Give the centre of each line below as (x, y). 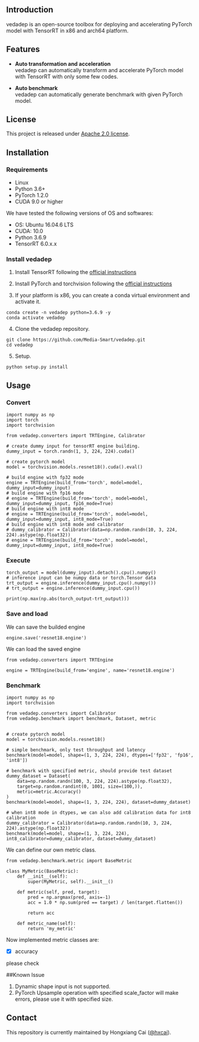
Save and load (27, 614)
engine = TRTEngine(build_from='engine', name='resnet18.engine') (91, 670)
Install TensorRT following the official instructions (76, 272)
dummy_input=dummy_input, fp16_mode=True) (60, 504)
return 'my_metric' (52, 929)
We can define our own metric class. (51, 850)
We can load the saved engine (43, 649)
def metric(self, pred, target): (59, 892)
